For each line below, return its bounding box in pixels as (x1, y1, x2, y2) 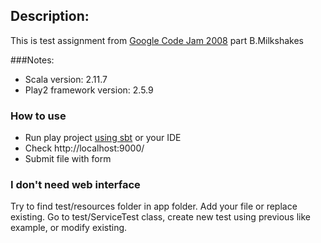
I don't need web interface (10, 178, 141, 192)
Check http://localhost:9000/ (24, 142, 145, 154)
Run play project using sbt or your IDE (24, 132, 182, 144)
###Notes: (10, 54, 55, 66)
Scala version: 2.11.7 (24, 73, 108, 85)
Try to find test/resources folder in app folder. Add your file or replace (10, 200, 298, 213)
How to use (10, 109, 67, 123)
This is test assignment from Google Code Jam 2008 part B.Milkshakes (10, 34, 304, 46)
